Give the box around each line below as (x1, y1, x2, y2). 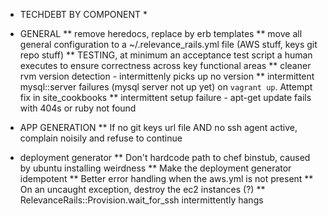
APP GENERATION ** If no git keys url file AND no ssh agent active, (19, 122, 298, 133)
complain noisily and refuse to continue (19, 132, 183, 144)
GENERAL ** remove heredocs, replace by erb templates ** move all (19, 28, 303, 39)
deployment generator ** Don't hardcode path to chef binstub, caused (19, 152, 311, 163)
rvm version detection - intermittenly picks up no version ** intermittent (19, 70, 315, 82)
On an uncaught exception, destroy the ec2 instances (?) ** (19, 184, 266, 195)
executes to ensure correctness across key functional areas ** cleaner (19, 60, 312, 71)
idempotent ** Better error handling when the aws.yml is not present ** (19, 173, 314, 184)
